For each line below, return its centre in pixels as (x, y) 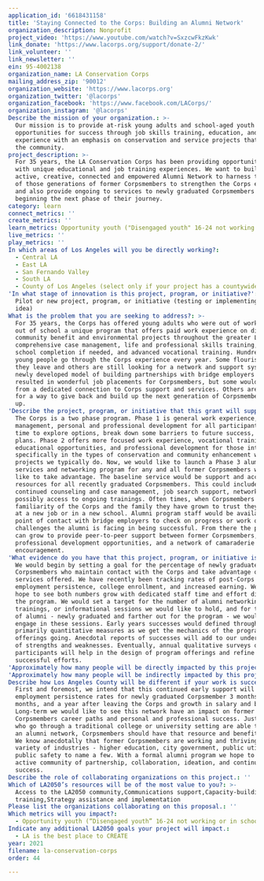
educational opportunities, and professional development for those (130, 448)
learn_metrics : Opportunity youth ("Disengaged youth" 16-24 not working (132, 228)
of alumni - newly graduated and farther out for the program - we (128, 616)
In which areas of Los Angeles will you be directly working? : (114, 250)
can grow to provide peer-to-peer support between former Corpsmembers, (137, 536)
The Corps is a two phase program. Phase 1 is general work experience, (137, 418)
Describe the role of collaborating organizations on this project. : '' (130, 777)
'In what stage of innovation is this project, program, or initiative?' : (133, 294)
